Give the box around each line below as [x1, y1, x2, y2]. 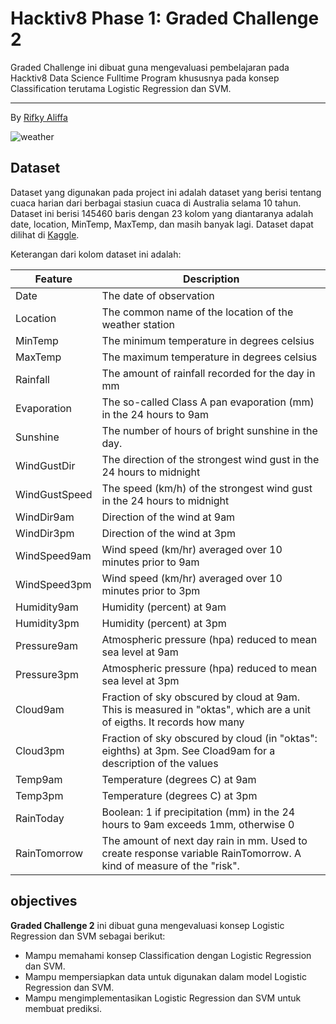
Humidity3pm [15, 616, 80, 630]
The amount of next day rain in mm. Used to [101, 833, 308, 847]
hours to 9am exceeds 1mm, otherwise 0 [101, 817, 295, 831]
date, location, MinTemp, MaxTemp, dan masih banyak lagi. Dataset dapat [10, 218, 314, 230]
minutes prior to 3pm [101, 583, 201, 597]
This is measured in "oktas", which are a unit [101, 702, 312, 716]
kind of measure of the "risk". [101, 858, 240, 872]
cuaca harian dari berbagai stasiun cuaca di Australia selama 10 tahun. [10, 197, 302, 209]
